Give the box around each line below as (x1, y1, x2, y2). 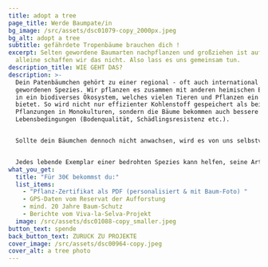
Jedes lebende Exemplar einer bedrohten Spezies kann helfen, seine (15, 158, 248, 166)
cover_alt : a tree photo (8, 247, 91, 255)
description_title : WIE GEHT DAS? (8, 64, 124, 72)
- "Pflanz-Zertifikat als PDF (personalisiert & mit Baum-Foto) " (22, 188, 248, 196)
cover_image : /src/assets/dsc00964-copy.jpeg (8, 240, 162, 248)
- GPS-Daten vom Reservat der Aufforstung (22, 195, 166, 203)
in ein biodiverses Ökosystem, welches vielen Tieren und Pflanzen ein (15, 93, 259, 101)
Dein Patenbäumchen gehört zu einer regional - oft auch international (15, 78, 259, 86)
